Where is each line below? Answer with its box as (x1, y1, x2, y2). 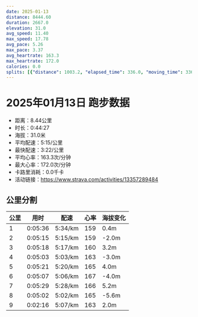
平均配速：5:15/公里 (14, 139, 63, 146)
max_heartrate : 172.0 (6, 58, 60, 64)
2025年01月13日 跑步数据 (6, 96, 130, 110)
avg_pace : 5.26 (6, 42, 44, 48)
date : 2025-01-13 (6, 8, 49, 15)
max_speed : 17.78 (6, 36, 49, 42)
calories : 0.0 (6, 63, 41, 70)
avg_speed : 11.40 (6, 31, 49, 37)
